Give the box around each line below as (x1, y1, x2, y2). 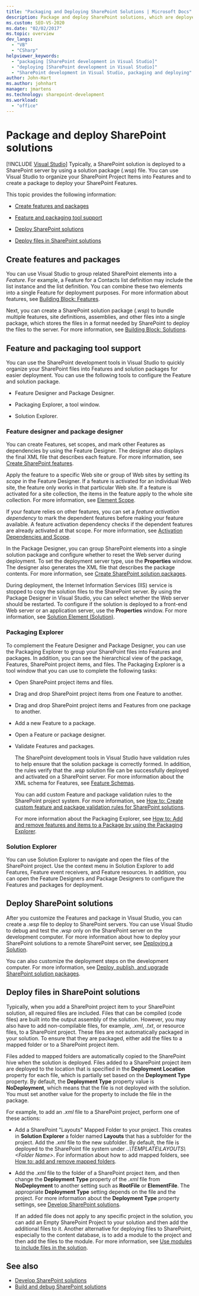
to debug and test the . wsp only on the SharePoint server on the (6, 927, 163, 934)
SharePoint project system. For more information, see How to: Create (14, 797, 184, 804)
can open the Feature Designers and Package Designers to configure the (6, 875, 185, 882)
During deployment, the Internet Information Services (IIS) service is (6, 582, 173, 589)
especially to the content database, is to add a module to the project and (14, 1231, 192, 1238)
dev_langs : (6, 36, 33, 42)
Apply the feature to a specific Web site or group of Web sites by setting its (6, 471, 190, 479)
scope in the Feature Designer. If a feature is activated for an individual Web (6, 478, 191, 485)
